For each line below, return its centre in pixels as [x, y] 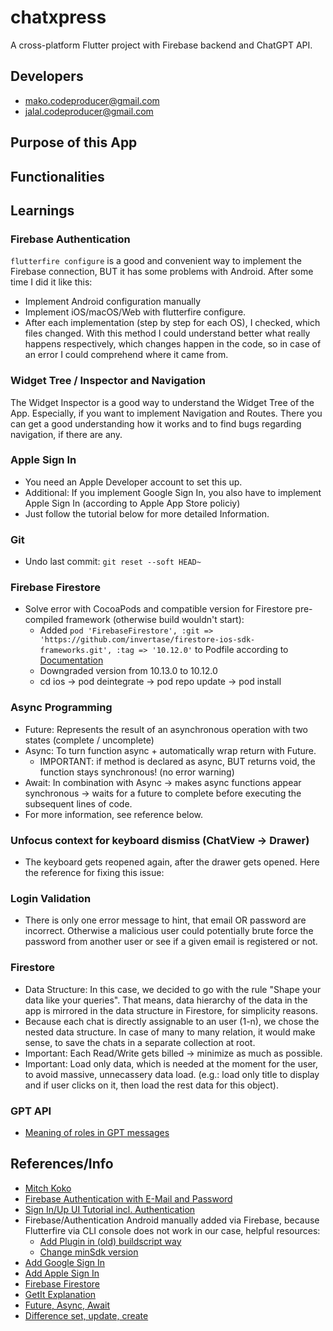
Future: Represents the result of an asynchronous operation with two [166, 729]
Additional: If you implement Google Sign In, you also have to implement [173, 492]
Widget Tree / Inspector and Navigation [108, 381]
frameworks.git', [76, 651]
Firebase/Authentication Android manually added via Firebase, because [172, 1220]
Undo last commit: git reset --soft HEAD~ [113, 562]
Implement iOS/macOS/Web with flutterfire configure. [135, 312]
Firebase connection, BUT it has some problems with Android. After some [162, 272]
